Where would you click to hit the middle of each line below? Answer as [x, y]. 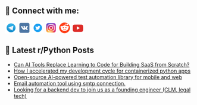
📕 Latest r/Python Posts [50, 50]
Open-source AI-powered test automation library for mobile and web [98, 77]
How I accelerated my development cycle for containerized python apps [102, 71]
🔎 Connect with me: [42, 11]
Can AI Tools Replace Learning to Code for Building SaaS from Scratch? [101, 64]
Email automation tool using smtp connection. [69, 83]
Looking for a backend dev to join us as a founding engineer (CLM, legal [102, 90]
